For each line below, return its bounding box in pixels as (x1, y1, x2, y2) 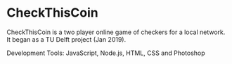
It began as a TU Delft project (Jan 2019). (6, 35, 127, 43)
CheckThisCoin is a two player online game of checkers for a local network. (6, 28, 226, 36)
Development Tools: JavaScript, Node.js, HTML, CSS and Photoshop (6, 49, 205, 57)
